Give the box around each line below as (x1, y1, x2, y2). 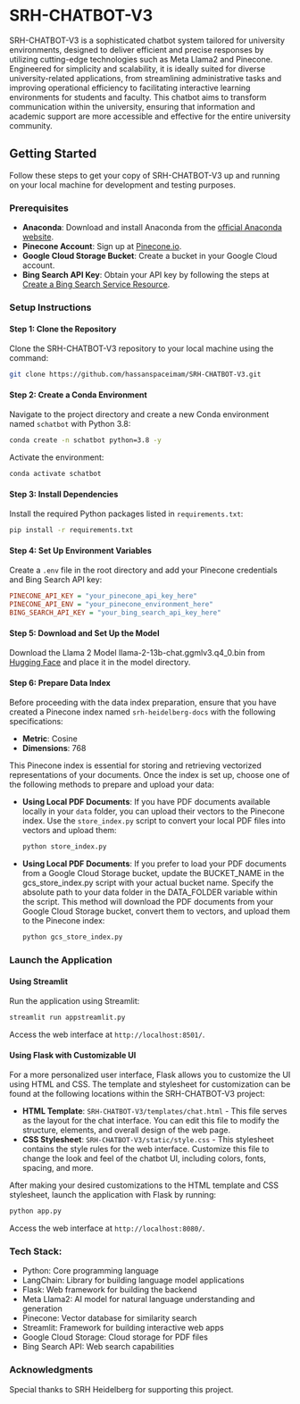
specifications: (9, 716, 64, 727)
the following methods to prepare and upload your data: (9, 779, 214, 790)
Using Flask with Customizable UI (9, 1049, 137, 1060)
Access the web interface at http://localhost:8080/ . (9, 1223, 205, 1233)
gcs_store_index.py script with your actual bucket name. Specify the (21, 877, 274, 889)
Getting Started (9, 146, 97, 162)
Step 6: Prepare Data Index (9, 677, 112, 688)
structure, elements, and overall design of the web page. (21, 1124, 230, 1135)
